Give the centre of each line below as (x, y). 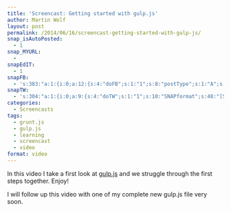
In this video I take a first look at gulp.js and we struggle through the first (110, 173)
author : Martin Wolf (37, 20)
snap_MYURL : (24, 52)
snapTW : (18, 90)
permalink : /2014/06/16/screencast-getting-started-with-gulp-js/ (104, 33)
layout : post (26, 26)
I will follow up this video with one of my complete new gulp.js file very (107, 194)
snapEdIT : (21, 65)
